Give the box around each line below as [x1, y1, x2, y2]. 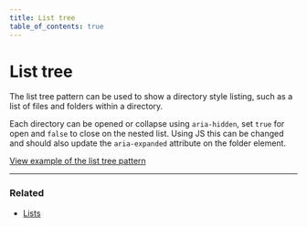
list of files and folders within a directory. [9, 101, 164, 112]
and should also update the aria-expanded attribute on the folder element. [9, 138, 286, 149]
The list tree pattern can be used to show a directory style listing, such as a [9, 91, 293, 102]
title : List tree [9, 13, 76, 23]
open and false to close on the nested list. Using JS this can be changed [9, 129, 285, 139]
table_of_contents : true [9, 22, 104, 31]
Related [9, 187, 45, 200]
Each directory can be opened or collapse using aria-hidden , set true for [9, 119, 285, 129]
